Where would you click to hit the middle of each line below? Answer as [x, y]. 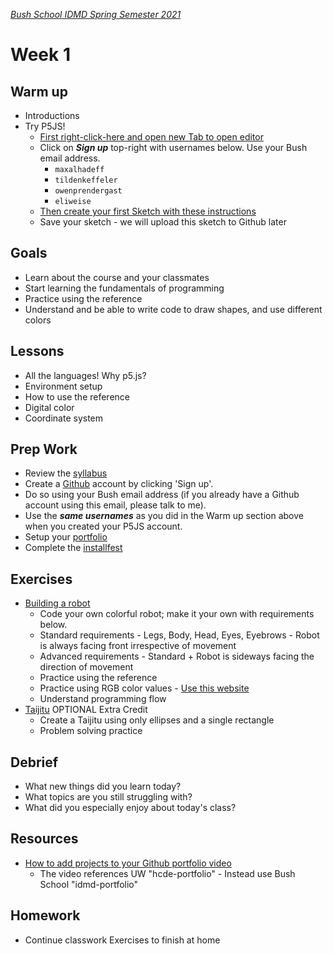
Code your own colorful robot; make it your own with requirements [177, 614]
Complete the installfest [73, 548]
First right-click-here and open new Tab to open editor [151, 137]
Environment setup [63, 386]
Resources [44, 839]
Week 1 [40, 55]
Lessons [37, 351]
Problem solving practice [91, 731]
